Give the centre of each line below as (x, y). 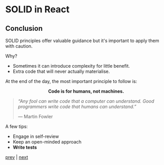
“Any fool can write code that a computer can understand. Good (86, 101)
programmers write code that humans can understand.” (77, 107)
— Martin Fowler (35, 117)
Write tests (25, 147)
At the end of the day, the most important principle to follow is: (71, 81)
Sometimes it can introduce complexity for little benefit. (71, 66)
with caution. (19, 46)
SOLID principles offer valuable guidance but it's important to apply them (82, 40)
